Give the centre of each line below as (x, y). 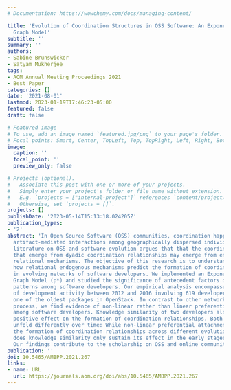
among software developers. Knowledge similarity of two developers (113, 312)
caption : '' (31, 153)
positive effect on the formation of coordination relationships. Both (118, 319)
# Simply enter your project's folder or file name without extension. (115, 191)
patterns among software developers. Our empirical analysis (103, 287)
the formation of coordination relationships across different (106, 332)
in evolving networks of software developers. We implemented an (109, 274)
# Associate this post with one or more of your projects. (97, 185)
